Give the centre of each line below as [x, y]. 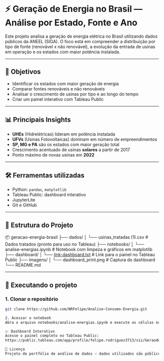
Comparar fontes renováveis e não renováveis [58, 89]
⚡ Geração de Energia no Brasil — [74, 9]
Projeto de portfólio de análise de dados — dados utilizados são [74, 354]
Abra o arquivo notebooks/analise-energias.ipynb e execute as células [79, 322]
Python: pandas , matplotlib [39, 190]
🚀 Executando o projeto [41, 285]
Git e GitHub [24, 205]
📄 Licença [15, 349]
